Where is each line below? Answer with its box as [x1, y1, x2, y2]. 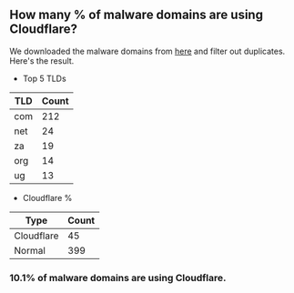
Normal [14, 244, 46, 257]
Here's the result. [9, 55, 75, 66]
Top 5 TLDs [22, 73, 66, 84]
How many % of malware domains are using [9, 7, 264, 23]
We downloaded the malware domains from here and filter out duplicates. [9, 45, 286, 56]
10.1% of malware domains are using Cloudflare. [9, 271, 227, 284]
